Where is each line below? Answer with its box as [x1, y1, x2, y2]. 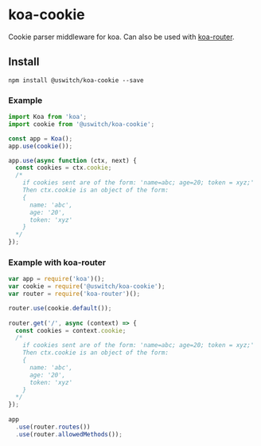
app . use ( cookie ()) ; [8, 142, 73, 150]
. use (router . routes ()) [15, 423, 91, 431]
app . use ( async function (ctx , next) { [8, 156, 137, 164]
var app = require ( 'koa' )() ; [8, 275, 105, 283]
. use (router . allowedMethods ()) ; [15, 430, 123, 438]
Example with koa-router [8, 257, 106, 268]
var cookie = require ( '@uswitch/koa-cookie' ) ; [8, 282, 166, 290]
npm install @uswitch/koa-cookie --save [8, 76, 145, 85]
